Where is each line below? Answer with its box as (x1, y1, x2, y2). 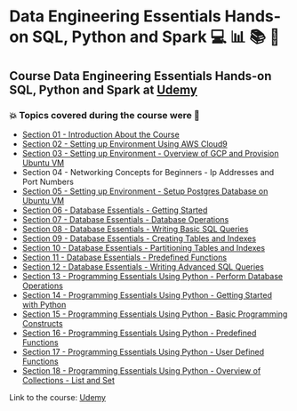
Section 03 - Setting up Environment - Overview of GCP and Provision (21, 148, 279, 158)
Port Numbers (21, 176, 74, 187)
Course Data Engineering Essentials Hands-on (9, 68, 272, 84)
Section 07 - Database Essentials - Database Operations (21, 214, 229, 224)
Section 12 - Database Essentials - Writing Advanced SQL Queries (21, 261, 264, 272)
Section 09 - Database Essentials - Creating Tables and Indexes (21, 233, 256, 244)
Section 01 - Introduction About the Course (21, 129, 180, 140)
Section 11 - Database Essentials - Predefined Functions (21, 252, 228, 262)
